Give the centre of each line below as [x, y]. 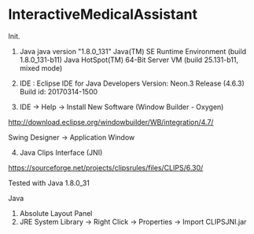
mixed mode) [41, 68]
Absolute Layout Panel [56, 213]
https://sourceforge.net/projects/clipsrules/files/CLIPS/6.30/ [106, 167]
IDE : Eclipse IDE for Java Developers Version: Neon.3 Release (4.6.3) [132, 83]
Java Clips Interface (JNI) [61, 152]
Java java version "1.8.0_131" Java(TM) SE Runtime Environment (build [133, 51]
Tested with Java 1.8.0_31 [49, 183]
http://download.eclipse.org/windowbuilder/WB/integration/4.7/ [111, 122]
